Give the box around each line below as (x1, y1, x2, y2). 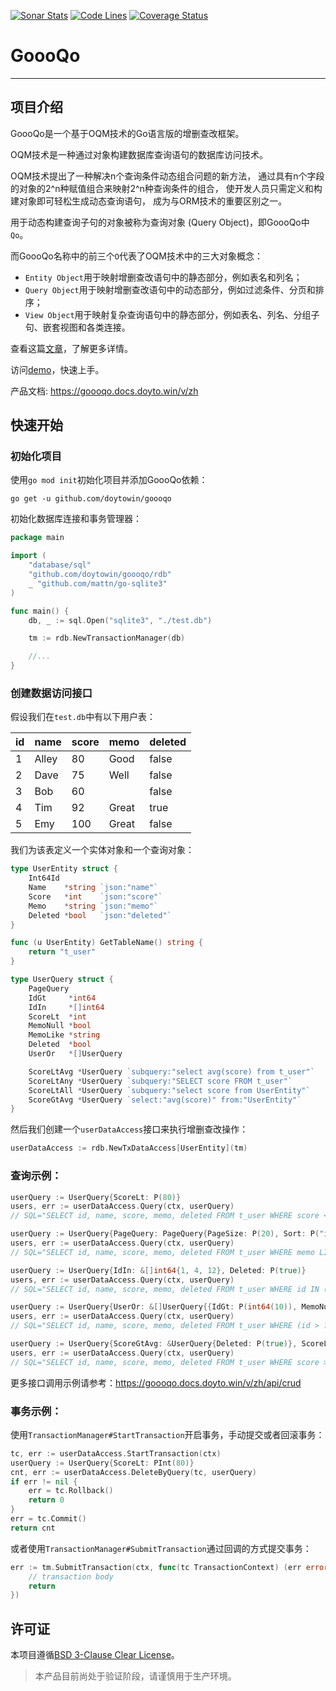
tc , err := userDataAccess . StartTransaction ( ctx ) (10, 1448, 222, 1459)
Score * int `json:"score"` (28, 891, 163, 902)
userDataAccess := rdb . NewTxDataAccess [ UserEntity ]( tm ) (10, 1143, 248, 1154)
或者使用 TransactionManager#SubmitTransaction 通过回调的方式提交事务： (10, 1542, 312, 1554)
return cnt (10, 1523, 56, 1533)
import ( (10, 551, 47, 561)
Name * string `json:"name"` (28, 883, 159, 893)
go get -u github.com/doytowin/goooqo (10, 494, 172, 504)
